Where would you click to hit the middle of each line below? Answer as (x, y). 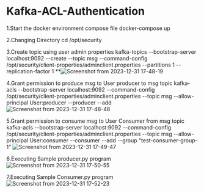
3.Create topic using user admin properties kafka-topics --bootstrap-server (101, 52)
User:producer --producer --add (71, 103)
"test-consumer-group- (168, 140)
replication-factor (28, 71)
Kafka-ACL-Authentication (76, 11)
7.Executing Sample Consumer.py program (60, 177)
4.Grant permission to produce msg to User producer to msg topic (89, 83)
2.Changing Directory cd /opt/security (54, 40)
